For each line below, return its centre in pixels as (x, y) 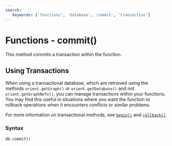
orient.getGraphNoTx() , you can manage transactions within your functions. (85, 94)
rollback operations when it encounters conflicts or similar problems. (78, 105)
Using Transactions (37, 71)
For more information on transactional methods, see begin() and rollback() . (86, 115)
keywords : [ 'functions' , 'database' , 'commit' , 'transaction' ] (81, 15)
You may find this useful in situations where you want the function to (78, 99)
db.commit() (18, 139)
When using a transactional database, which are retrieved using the (77, 83)
